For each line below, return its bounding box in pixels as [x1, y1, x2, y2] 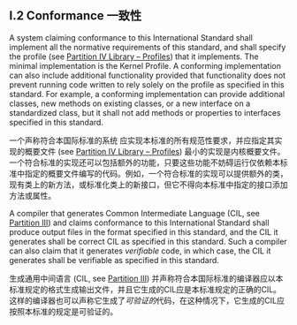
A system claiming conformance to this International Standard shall [9, 32, 254, 42]
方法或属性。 [9, 190, 56, 200]
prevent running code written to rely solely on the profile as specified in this [9, 79, 285, 90]
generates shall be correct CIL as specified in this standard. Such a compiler [9, 236, 287, 246]
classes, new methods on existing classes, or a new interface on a [9, 98, 251, 109]
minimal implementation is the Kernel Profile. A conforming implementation [9, 60, 281, 71]
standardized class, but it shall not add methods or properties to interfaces [9, 107, 281, 117]
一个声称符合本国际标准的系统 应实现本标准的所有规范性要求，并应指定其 [9, 135, 275, 146]
